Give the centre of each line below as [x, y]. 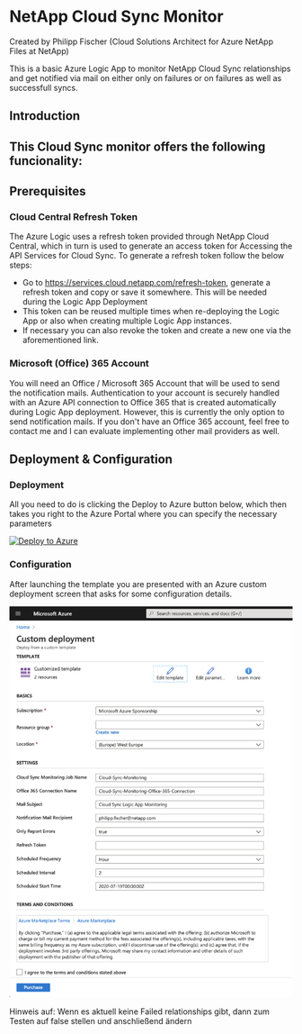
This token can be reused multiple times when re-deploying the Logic [151, 312]
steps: [21, 265]
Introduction [45, 116]
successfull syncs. [44, 87]
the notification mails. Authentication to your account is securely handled [145, 393]
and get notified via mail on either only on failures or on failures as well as [146, 77]
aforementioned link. [60, 340]
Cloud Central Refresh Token [73, 217]
